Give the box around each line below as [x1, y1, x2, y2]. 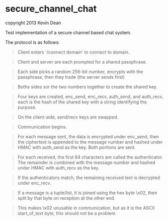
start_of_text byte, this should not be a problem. [17, 210, 117, 216]
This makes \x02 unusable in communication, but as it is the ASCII [17, 205, 155, 211]
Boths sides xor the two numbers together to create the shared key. [17, 84, 157, 90]
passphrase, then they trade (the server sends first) [17, 74, 125, 80]
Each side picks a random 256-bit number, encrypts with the [17, 69, 143, 75]
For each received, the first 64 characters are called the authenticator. [17, 154, 163, 160]
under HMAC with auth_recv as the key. [17, 164, 100, 171]
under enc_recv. [17, 180, 51, 186]
